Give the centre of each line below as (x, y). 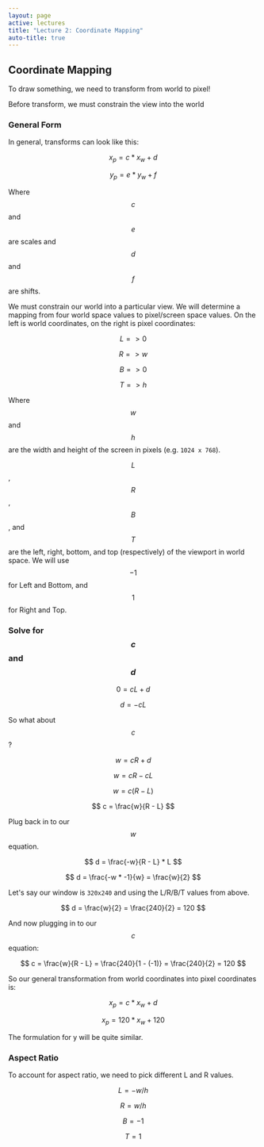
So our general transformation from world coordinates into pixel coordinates (132, 979)
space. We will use (39, 560)
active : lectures (37, 23)
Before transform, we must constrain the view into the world (106, 105)
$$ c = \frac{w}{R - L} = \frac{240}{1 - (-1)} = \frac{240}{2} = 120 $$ (133, 964)
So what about (32, 720)
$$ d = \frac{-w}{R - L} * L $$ (133, 862)
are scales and (32, 241)
